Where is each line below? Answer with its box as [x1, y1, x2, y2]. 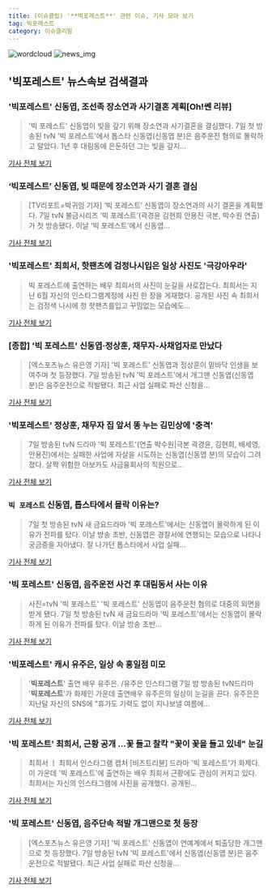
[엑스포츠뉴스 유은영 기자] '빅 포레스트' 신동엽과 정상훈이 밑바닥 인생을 [28, 360, 250, 370]
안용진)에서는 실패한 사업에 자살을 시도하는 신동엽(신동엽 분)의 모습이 [28, 450, 247, 459]
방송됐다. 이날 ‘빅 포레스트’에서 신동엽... [45, 220, 170, 231]
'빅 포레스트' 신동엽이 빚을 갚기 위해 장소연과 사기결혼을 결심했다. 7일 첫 [28, 121, 255, 130]
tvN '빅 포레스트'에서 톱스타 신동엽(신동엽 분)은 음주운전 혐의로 [43, 131, 243, 141]
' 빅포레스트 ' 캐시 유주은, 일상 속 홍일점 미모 [8, 658, 166, 669]
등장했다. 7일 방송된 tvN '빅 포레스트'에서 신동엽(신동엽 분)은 [52, 848, 244, 857]
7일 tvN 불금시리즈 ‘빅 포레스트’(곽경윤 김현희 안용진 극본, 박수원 [39, 211, 243, 220]
